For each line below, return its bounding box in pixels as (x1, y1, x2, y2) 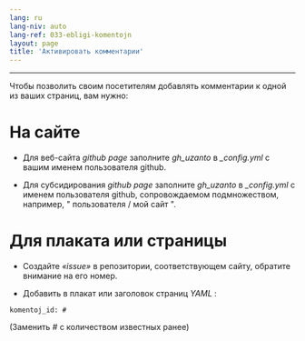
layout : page (9, 38, 59, 48)
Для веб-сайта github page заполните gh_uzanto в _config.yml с (22, 152, 271, 164)
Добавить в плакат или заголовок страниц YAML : (22, 288, 218, 298)
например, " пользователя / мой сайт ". (22, 199, 177, 210)
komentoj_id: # (9, 306, 67, 315)
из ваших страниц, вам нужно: (9, 90, 129, 101)
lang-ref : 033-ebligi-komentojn (9, 30, 132, 39)
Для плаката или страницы (9, 231, 228, 251)
